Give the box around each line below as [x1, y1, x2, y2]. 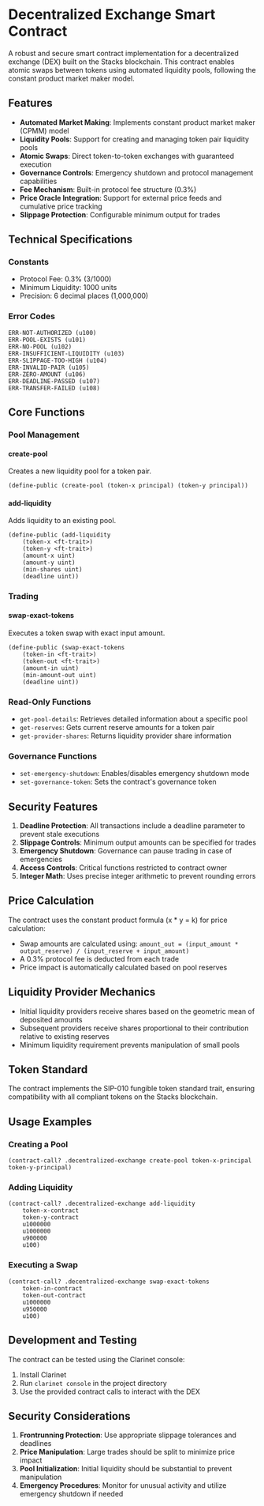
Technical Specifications [8, 233, 133, 247]
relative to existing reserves [19, 1031, 110, 1041]
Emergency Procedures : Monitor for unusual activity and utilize [19, 1481, 227, 1490]
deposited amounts [19, 1015, 83, 1024]
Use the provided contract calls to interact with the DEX [19, 1387, 201, 1396]
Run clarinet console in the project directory [19, 1378, 167, 1387]
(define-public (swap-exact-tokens [8, 643, 125, 651]
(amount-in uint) [22, 664, 80, 672]
